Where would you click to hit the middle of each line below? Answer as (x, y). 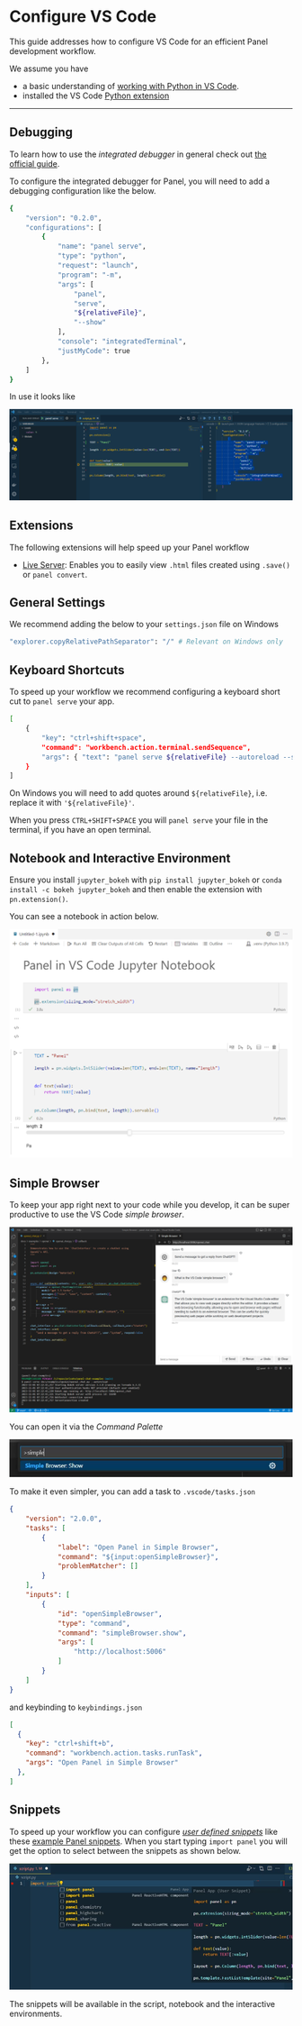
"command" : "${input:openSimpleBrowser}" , (138, 1556)
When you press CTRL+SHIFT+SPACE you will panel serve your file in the (139, 820)
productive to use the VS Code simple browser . (97, 1214)
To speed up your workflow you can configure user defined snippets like (144, 1831)
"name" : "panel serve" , (102, 246)
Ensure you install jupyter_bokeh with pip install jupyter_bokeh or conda (146, 880)
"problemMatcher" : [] (98, 1566)
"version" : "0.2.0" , (64, 218)
